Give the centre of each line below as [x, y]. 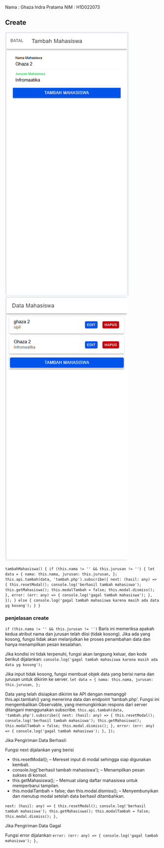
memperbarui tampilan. [36, 786]
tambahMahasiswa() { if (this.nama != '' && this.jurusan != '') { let [80, 569]
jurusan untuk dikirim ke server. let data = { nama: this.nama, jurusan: [79, 679]
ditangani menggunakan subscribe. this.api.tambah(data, [65, 710]
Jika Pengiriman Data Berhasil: [36, 740]
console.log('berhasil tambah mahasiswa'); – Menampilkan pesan [78, 770]
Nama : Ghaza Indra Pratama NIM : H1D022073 [53, 7]
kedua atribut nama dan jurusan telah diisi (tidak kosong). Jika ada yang [78, 634]
